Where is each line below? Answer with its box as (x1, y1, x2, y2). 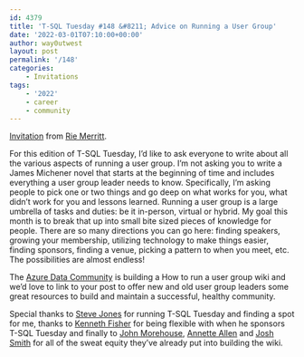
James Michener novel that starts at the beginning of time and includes (9, 168, 275, 178)
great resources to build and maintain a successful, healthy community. (9, 291, 276, 302)
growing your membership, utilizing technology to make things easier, (9, 235, 270, 246)
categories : (9, 64, 54, 73)
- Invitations (25, 72, 79, 82)
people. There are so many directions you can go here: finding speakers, (9, 226, 280, 236)
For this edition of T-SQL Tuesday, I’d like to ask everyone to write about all (9, 149, 289, 159)
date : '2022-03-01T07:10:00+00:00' (9, 30, 144, 39)
